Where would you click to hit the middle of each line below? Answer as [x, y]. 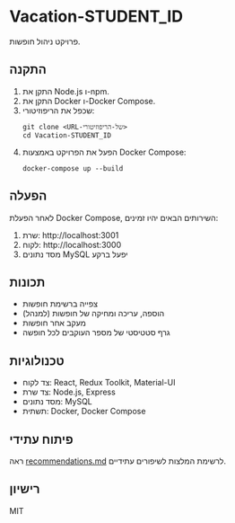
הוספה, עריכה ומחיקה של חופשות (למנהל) [93, 314]
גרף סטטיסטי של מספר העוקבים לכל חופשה [96, 332]
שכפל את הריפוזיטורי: [58, 111]
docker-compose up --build [73, 168]
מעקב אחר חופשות [54, 323]
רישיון [25, 489]
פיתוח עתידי [41, 439]
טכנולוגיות [37, 361]
